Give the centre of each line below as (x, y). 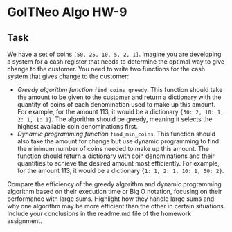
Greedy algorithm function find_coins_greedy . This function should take (120, 90)
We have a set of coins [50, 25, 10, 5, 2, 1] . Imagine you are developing (114, 54)
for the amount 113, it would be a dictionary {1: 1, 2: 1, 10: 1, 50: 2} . (121, 171)
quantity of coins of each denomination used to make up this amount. (116, 104)
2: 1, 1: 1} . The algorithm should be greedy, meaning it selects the (115, 119)
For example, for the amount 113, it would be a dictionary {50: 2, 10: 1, (120, 112)
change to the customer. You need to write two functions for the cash (106, 69)
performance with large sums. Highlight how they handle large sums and (111, 199)
